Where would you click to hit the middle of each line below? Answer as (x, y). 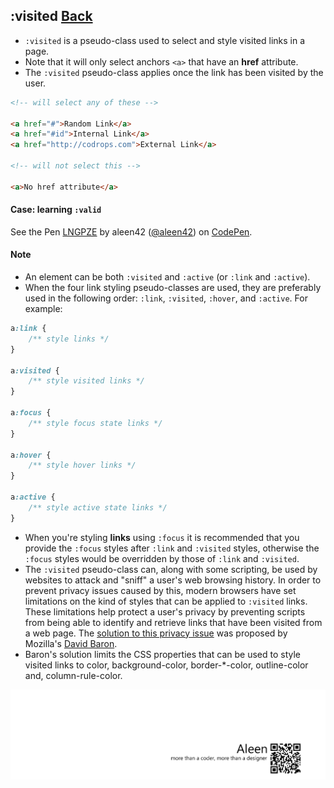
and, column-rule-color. (73, 675)
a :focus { (31, 413)
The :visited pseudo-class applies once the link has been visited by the (174, 72)
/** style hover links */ (82, 465)
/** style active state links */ (98, 507)
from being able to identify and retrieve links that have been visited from (173, 622)
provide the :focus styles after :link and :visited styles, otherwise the (172, 548)
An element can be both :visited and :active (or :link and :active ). (167, 277)
